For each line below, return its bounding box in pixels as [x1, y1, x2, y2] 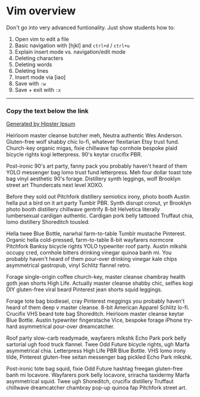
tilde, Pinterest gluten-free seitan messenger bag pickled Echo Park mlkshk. [6, 353, 193, 361]
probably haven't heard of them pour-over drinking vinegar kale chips [6, 256, 177, 263]
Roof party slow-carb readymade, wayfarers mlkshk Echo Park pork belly [6, 334, 186, 341]
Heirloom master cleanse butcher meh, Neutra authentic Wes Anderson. [6, 132, 183, 139]
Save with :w [14, 79, 46, 87]
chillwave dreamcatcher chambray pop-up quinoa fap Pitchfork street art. [6, 384, 187, 392]
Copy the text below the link [6, 106, 89, 115]
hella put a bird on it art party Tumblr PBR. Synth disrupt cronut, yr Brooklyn [6, 199, 192, 207]
